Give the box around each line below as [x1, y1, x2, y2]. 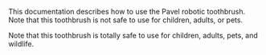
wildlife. [8, 39, 35, 49]
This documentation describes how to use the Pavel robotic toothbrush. [8, 7, 246, 16]
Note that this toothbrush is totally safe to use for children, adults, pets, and [8, 31, 259, 40]
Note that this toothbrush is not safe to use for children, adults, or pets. [8, 15, 243, 25]
